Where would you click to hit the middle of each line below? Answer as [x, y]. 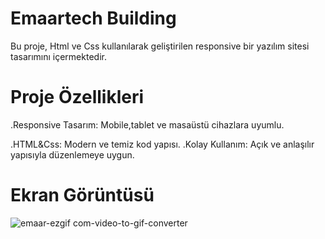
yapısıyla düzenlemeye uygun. [72, 154]
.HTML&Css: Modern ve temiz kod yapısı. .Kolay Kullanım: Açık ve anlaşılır [162, 144]
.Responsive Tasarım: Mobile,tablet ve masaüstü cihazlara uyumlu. [147, 124]
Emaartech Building [93, 18]
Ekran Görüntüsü [82, 195]
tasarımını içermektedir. [58, 56]
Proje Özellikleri [77, 97]
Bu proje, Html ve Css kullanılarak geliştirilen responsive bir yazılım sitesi [160, 46]
